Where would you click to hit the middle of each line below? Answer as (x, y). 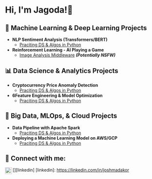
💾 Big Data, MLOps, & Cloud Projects (61, 116)
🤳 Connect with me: (35, 158)
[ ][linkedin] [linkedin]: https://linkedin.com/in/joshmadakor (71, 170)
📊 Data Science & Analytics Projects (62, 71)
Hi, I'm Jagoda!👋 (39, 10)
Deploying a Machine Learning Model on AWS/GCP (65, 138)
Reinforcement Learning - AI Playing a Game (58, 50)
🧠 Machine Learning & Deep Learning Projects (76, 28)
